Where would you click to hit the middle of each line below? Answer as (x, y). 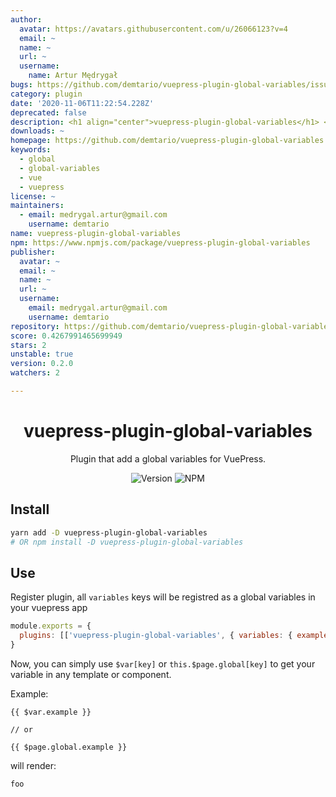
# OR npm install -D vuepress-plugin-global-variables (127, 542)
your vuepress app (49, 608)
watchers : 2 (35, 373)
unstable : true (42, 354)
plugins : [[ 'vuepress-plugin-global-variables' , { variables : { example (174, 636)
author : (26, 19)
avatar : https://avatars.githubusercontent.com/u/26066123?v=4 (153, 29)
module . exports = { (51, 626)
